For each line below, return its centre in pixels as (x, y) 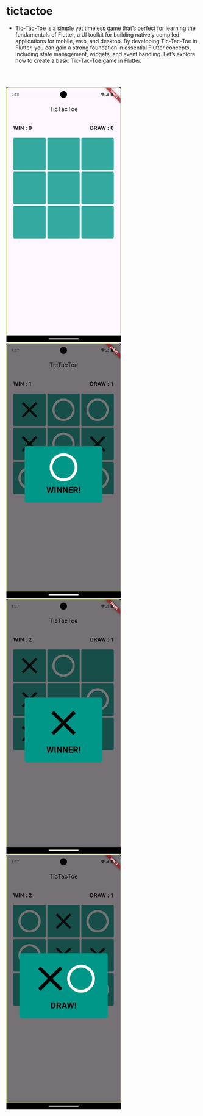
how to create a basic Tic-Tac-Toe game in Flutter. (78, 60)
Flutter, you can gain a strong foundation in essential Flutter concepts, (103, 48)
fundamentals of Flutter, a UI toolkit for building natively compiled (97, 34)
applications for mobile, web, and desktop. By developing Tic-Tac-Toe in (106, 41)
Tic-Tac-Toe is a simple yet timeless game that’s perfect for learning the (105, 28)
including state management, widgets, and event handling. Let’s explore (105, 54)
